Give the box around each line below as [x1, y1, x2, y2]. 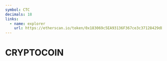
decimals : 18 [5, 12, 32, 17]
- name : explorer [9, 21, 46, 26]
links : [5, 16, 19, 21]
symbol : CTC [5, 7, 30, 12]
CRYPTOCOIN [5, 47, 64, 59]
